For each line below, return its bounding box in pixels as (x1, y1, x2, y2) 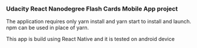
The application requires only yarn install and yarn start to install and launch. (6, 18, 192, 25)
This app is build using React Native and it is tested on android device (6, 36, 175, 43)
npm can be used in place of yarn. (6, 24, 89, 31)
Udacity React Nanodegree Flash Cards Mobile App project (6, 5, 178, 13)
